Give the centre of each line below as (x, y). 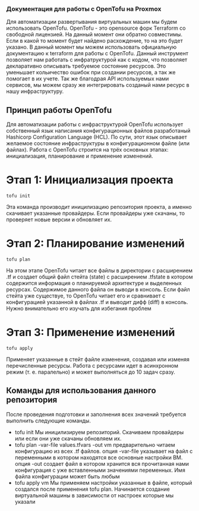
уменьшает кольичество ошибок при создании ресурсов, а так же (91, 73)
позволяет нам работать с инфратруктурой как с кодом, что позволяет (97, 60)
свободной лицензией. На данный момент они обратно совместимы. (94, 35)
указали (25, 501)
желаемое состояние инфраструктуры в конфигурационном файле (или (98, 143)
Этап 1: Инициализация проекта (90, 180)
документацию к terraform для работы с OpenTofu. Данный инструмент (97, 54)
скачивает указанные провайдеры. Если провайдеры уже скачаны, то (96, 214)
